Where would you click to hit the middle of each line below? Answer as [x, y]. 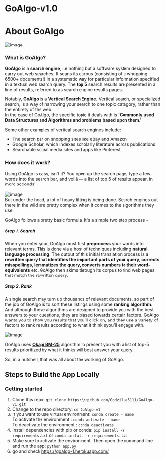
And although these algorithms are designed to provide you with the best [80, 309]
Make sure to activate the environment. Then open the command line [82, 441]
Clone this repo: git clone [39, 400]
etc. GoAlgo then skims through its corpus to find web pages [93, 270]
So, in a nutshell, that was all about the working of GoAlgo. [65, 359]
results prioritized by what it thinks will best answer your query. [70, 350]
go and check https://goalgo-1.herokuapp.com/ [61, 451]
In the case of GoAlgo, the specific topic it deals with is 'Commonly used [80, 115]
